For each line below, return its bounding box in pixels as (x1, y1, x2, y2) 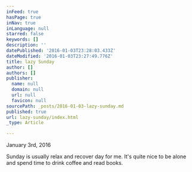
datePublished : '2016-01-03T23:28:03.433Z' (6, 48, 116, 54)
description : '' (6, 42, 47, 48)
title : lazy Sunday (6, 59, 55, 64)
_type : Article (6, 120, 44, 126)
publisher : (6, 75, 33, 81)
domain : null (11, 87, 44, 93)
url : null (11, 92, 36, 98)
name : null (11, 81, 39, 87)
